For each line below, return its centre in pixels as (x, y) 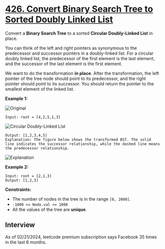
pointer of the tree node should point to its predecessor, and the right (76, 78)
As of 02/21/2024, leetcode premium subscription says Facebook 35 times (81, 237)
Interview (20, 225)
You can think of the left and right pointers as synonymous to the (71, 48)
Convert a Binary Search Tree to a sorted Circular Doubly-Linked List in (79, 33)
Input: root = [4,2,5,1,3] (33, 117)
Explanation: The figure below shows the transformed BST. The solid (78, 140)
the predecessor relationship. (37, 148)
